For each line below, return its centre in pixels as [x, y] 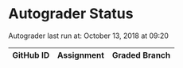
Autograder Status [71, 14]
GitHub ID [31, 55]
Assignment [81, 55]
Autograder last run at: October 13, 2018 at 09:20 [89, 36]
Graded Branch [141, 55]
